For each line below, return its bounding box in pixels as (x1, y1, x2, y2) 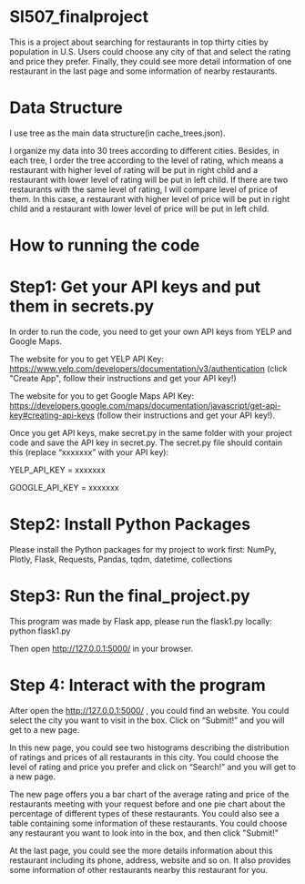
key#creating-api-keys (9, 410, 96, 421)
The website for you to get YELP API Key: (9, 353, 164, 364)
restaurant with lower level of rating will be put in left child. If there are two (9, 174, 289, 185)
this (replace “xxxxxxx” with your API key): (9, 447, 169, 457)
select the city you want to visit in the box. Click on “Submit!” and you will (9, 715, 285, 726)
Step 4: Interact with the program (9, 676, 266, 696)
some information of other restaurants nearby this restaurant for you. (9, 864, 269, 875)
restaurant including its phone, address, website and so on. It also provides (9, 854, 291, 866)
